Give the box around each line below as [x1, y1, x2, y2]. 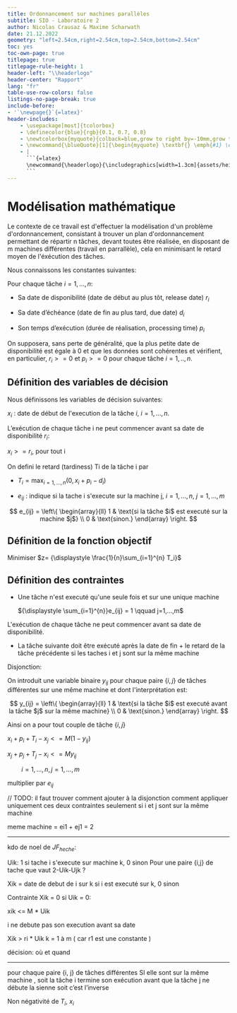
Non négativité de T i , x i [7, 997, 74, 1007]
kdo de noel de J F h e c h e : [7, 843, 77, 853]
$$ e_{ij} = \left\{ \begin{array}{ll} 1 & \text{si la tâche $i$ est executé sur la [9, 507, 228, 515]
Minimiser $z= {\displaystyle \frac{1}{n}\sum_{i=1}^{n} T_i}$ [7, 554, 182, 562]
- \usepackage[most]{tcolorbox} [20, 122, 115, 129]
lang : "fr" [7, 83, 39, 90]
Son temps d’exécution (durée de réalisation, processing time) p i [17, 324, 205, 334]
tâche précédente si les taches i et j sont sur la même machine [17, 649, 200, 657]
